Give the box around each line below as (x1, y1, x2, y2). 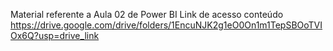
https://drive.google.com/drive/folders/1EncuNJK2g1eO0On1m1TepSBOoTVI (10, 19, 323, 31)
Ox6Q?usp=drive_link (10, 30, 100, 41)
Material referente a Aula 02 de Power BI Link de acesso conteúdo (10, 9, 284, 20)
